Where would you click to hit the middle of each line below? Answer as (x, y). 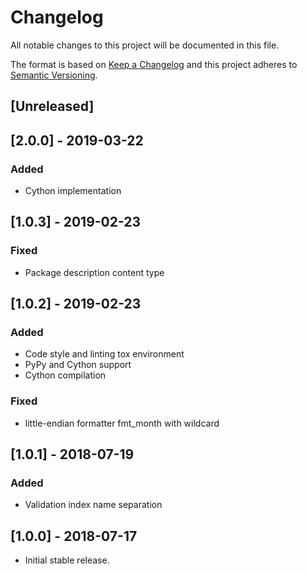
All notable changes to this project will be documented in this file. (145, 45)
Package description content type (94, 272)
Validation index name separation (93, 505)
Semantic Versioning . (54, 75)
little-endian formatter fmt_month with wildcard (122, 423)
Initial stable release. (67, 560)
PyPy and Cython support (78, 365)
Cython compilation (65, 375)
